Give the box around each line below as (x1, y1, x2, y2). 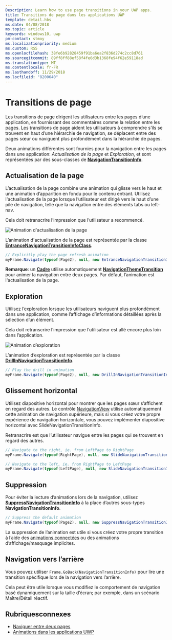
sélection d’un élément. (5, 317, 55, 323)
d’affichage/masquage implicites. (5, 540, 75, 546)
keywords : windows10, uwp (5, 31, 60, 37)
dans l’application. (5, 332, 44, 339)
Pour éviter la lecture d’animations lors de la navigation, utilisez (5, 494, 138, 501)
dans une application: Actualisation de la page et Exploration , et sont (5, 151, 151, 157)
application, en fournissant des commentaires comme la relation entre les (5, 119, 160, 125)
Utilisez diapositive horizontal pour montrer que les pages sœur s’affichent (5, 400, 163, 406)
